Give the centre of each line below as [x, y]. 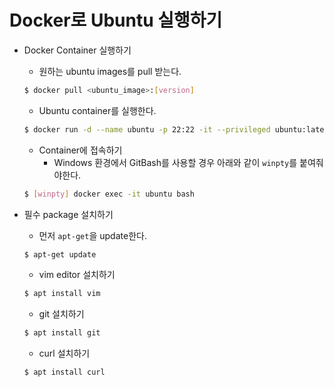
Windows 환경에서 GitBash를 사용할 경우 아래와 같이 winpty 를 [175, 162]
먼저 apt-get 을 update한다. [92, 235]
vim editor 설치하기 [77, 275]
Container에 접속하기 [80, 150]
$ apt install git [62, 333]
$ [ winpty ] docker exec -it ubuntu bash [109, 194]
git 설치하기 [61, 314]
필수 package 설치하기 [68, 214]
